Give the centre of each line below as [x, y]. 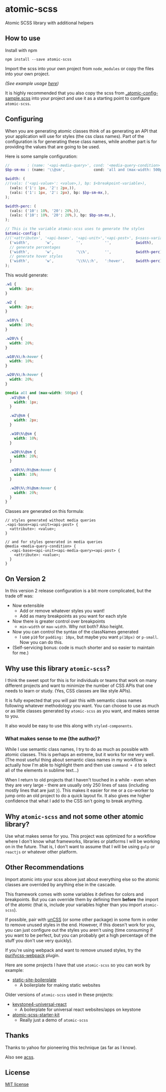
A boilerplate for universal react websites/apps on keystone [80, 1009]
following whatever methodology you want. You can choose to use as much [82, 705]
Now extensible [28, 606]
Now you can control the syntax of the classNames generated [75, 632]
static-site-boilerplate [34, 980]
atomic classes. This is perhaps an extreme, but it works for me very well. [80, 755]
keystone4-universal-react [39, 1004]
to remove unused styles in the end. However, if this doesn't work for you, [80, 925]
